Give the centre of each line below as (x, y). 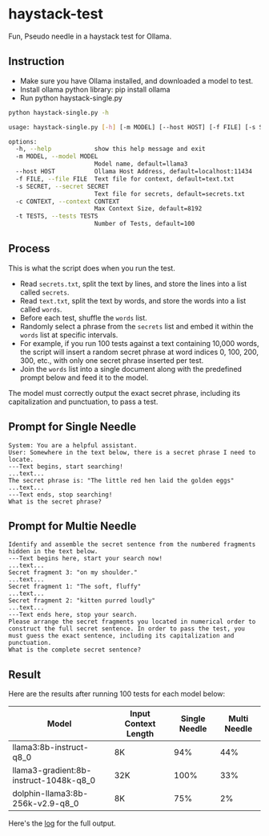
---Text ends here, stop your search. (73, 615)
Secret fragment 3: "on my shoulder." (73, 573)
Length (140, 734)
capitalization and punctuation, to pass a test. (83, 402)
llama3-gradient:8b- (52, 770)
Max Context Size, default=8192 (148, 209)
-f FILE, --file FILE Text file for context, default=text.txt (125, 179)
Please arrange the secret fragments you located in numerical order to (132, 622)
